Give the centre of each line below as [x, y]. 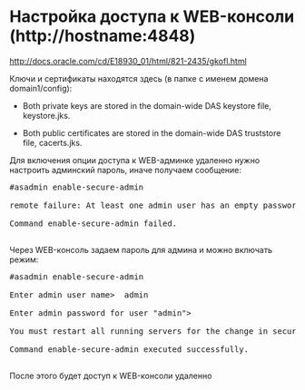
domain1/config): [41, 88]
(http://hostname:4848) [103, 36]
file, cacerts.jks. [52, 142]
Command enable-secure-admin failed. [93, 223]
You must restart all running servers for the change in [139, 331]
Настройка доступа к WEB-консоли [152, 17]
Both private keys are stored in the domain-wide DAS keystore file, [147, 105]
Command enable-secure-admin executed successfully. [129, 349]
